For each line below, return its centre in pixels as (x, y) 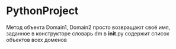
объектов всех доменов (36, 40)
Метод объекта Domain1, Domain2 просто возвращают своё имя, (88, 27)
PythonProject (42, 11)
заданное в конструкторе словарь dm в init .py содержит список (88, 33)
